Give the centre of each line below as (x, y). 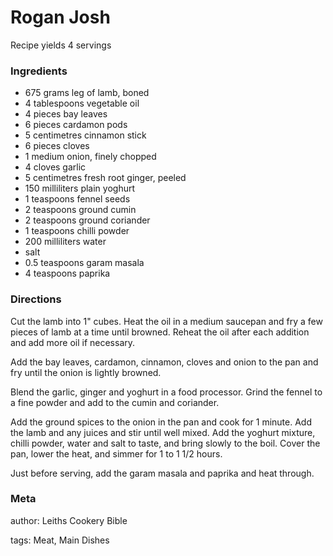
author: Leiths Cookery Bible (69, 520)
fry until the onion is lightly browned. (86, 372)
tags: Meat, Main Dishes (60, 540)
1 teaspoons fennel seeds (77, 199)
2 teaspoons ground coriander (87, 220)
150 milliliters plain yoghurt (80, 188)
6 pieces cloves (57, 146)
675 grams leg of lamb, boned (87, 93)
